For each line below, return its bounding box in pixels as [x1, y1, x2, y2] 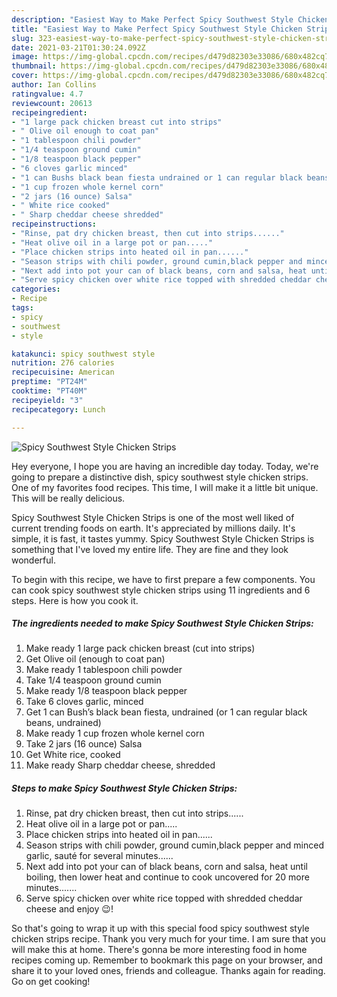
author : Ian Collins [11, 80, 98, 90]
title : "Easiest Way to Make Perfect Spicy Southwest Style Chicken [11, 24, 303, 34]
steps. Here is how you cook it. [11, 594, 139, 606]
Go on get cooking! [11, 976, 91, 988]
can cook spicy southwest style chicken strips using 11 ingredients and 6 [11, 584, 311, 596]
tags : [11, 303, 34, 313]
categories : [11, 284, 61, 295]
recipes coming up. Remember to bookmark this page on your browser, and [11, 954, 323, 966]
